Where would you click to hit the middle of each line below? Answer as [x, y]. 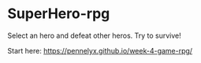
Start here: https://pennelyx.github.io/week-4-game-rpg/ [100, 50]
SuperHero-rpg [59, 14]
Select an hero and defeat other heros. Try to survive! [95, 35]
